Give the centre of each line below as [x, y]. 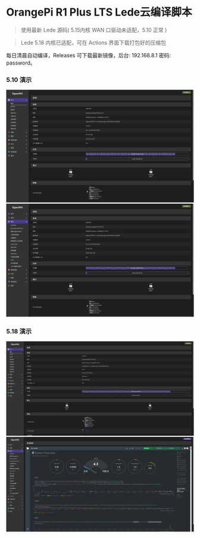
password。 [21, 63]
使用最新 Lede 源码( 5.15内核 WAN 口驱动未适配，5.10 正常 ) [94, 30]
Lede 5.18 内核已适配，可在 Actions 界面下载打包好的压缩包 [93, 42]
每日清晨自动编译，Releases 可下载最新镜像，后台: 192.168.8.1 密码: [89, 55]
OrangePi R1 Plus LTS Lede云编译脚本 [99, 12]
